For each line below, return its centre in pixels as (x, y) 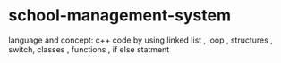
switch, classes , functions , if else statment (89, 49)
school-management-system (120, 16)
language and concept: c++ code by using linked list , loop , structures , (141, 40)
